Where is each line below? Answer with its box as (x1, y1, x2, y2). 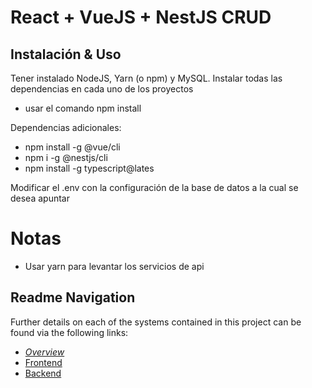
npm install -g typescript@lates (24, 162, 155, 174)
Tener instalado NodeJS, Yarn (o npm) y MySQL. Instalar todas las (10, 72, 283, 84)
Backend (24, 367, 62, 379)
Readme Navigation (10, 289, 136, 306)
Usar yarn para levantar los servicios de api (24, 260, 205, 272)
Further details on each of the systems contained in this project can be (10, 316, 302, 328)
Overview (24, 346, 65, 358)
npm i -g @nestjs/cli (24, 152, 108, 163)
